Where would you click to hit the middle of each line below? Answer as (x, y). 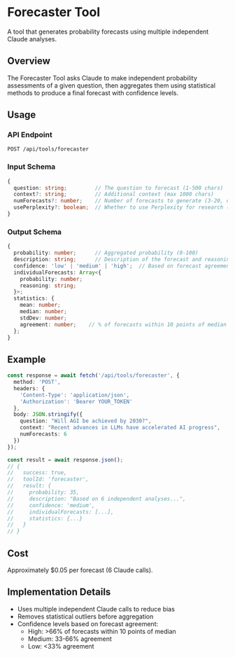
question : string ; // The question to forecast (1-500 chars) (119, 188)
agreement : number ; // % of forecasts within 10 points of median (123, 324)
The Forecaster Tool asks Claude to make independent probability (102, 78)
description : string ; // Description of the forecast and (107, 260)
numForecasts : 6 (44, 434)
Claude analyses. (32, 39)
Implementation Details (59, 592)
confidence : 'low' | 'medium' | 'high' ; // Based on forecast (107, 266)
